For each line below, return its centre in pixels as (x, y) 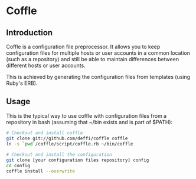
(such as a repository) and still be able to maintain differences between (92, 59)
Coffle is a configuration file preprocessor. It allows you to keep (83, 47)
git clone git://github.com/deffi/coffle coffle (67, 138)
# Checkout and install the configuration (59, 155)
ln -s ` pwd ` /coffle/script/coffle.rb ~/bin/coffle (70, 144)
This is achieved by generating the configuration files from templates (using (98, 77)
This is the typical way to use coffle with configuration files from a (86, 115)
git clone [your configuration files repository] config (78, 160)
